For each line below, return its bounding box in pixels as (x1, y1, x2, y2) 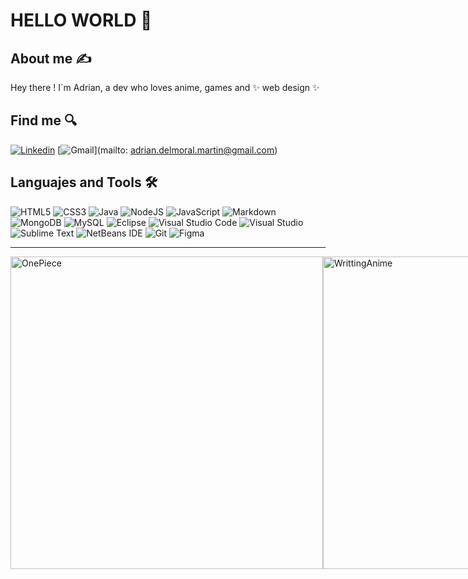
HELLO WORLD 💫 (10, 9, 153, 32)
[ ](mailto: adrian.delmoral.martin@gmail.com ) (57, 144, 278, 156)
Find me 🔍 (10, 112, 78, 129)
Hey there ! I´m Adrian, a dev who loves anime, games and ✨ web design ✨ (10, 82, 320, 93)
